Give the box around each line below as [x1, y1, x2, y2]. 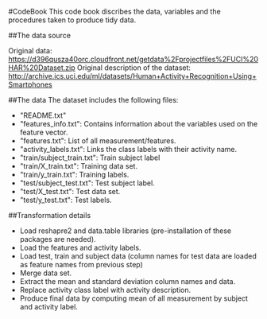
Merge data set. [19, 268, 72, 278]
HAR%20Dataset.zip [8, 63, 75, 72]
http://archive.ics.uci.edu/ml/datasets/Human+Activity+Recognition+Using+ [8, 72, 257, 80]
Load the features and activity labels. [19, 243, 141, 252]
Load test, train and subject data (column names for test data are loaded [19, 251, 257, 261]
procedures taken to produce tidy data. [8, 15, 137, 25]
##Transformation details [8, 211, 91, 220]
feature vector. [19, 127, 68, 137]
